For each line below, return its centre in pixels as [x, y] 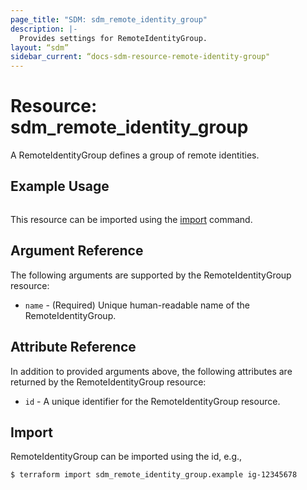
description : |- [44, 29]
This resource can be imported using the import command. [131, 219]
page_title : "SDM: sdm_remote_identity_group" [109, 19]
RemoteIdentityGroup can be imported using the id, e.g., [126, 457]
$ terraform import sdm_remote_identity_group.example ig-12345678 [154, 475]
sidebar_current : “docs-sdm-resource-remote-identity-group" [140, 57]
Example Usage [60, 186]
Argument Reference [77, 251]
